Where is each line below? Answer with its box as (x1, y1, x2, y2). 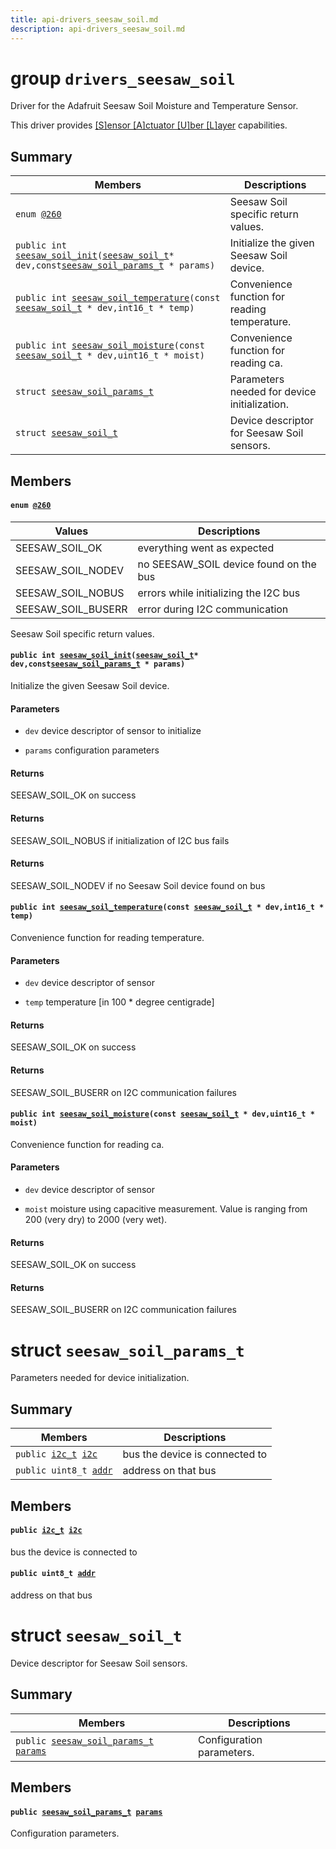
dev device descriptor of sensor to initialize (24, 725, 202, 737)
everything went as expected (137, 541, 275, 555)
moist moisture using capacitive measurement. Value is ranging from (24, 1203, 308, 1215)
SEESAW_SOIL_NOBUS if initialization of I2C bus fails (10, 834, 230, 846)
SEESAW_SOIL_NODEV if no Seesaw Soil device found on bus (10, 879, 266, 891)
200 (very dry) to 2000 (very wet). (24, 1214, 168, 1226)
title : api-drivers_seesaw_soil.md (10, 14, 159, 25)
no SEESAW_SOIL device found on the (137, 557, 317, 571)
